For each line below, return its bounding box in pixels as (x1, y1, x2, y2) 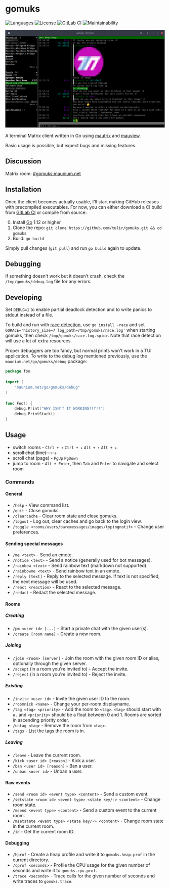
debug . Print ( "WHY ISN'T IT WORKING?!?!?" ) (14, 406, 105, 411)
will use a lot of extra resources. (5, 338, 72, 344)
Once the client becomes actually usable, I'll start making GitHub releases (5, 198, 159, 205)
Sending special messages (5, 541, 63, 547)
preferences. (12, 529, 39, 535)
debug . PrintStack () (14, 412, 56, 417)
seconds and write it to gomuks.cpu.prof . (12, 868, 97, 874)
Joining (5, 642, 22, 648)
